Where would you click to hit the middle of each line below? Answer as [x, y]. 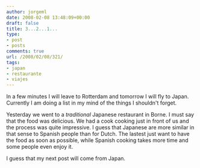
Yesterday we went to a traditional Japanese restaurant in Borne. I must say [100, 115]
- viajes [17, 79]
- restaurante [24, 74]
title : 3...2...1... [32, 29]
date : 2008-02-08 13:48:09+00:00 [48, 18]
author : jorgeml [27, 12]
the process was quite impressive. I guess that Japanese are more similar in [100, 128]
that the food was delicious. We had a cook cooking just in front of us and [98, 121]
